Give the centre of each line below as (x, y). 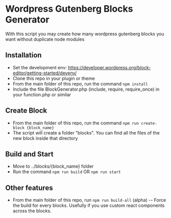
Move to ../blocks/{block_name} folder (53, 167)
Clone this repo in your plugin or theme (54, 78)
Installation (23, 55)
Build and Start (29, 154)
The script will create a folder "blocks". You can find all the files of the (86, 132)
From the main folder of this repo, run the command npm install (80, 84)
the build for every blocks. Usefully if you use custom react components (89, 206)
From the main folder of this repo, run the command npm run (76, 123)
